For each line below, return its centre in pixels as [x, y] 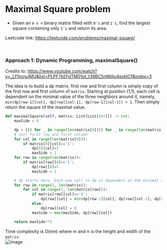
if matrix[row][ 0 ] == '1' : [49, 163]
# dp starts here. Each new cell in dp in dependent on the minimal [86, 180]
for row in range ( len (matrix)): [47, 158]
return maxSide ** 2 [33, 222]
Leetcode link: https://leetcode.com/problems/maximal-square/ [70, 38]
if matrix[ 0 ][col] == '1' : [49, 144]
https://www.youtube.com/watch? [62, 71]
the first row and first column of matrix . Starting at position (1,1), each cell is [83, 91]
